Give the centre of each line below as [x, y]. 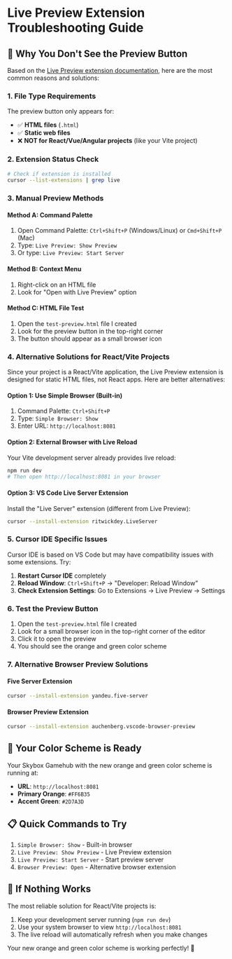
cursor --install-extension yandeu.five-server [78, 696]
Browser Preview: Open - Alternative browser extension [96, 866]
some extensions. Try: [39, 562]
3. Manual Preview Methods [56, 198]
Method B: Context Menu [44, 269]
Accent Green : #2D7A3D [51, 801]
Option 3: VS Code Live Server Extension [68, 493]
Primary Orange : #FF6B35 [54, 794]
